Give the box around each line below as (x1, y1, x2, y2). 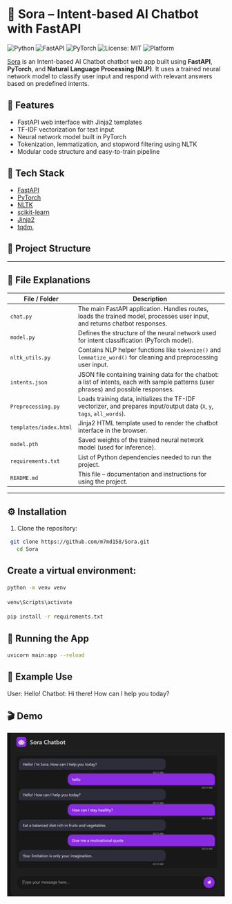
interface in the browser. (78, 426, 148, 435)
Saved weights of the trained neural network (78, 436, 204, 444)
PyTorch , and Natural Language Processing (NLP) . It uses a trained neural (7, 64, 221, 73)
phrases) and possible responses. (78, 384, 175, 393)
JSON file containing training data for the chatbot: (78, 370, 219, 378)
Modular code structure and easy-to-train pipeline (17, 147, 160, 155)
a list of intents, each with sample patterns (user (78, 378, 215, 386)
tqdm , (17, 222, 35, 231)
